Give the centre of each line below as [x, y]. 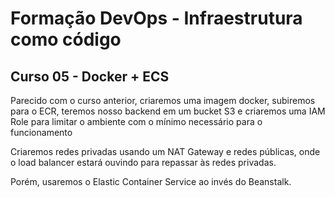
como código [66, 39]
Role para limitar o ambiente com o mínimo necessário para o [136, 121]
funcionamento [41, 132]
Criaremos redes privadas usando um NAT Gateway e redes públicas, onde [165, 151]
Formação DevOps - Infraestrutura [156, 18]
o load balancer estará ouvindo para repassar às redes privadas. [143, 162]
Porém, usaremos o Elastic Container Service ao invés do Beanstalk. [151, 181]
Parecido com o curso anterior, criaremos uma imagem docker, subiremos [163, 100]
